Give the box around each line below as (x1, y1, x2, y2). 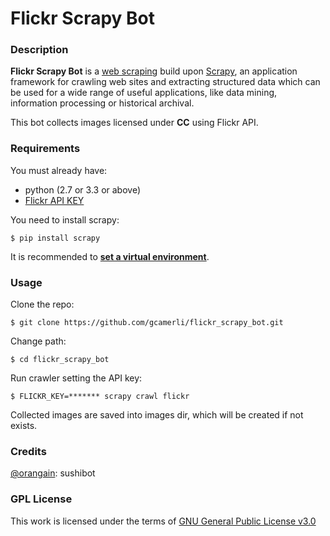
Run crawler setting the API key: (10, 372, 143, 384)
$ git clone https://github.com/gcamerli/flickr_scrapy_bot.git (10, 318, 284, 328)
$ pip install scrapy (10, 233, 101, 243)
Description (10, 43, 69, 57)
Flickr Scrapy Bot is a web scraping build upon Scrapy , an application (10, 65, 298, 77)
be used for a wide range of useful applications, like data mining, (10, 87, 278, 99)
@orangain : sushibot (10, 467, 96, 479)
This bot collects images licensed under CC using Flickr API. (10, 117, 259, 129)
